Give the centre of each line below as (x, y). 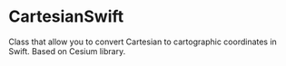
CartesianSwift (66, 17)
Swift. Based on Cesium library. (67, 51)
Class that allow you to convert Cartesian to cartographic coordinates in (143, 42)
